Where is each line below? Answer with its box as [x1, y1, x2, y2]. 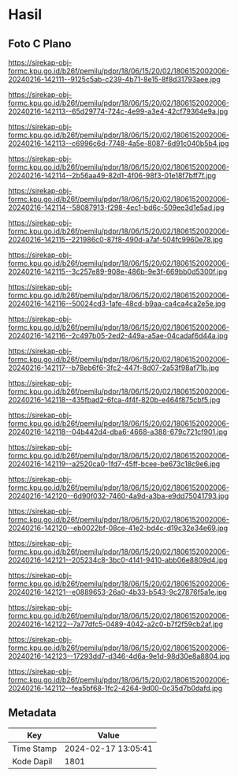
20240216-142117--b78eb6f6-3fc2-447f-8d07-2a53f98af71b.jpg [8, 363, 219, 372]
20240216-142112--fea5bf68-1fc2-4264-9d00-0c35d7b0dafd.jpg [8, 684, 223, 693]
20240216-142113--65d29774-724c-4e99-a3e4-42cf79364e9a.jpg [8, 106, 229, 116]
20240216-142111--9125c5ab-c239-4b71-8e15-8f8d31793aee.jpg [8, 75, 221, 84]
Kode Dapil [12, 756, 53, 767]
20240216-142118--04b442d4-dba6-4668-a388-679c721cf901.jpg [8, 428, 228, 436]
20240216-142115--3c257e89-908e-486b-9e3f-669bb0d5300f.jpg [8, 267, 228, 276]
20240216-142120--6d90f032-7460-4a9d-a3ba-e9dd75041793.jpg [8, 491, 229, 500]
